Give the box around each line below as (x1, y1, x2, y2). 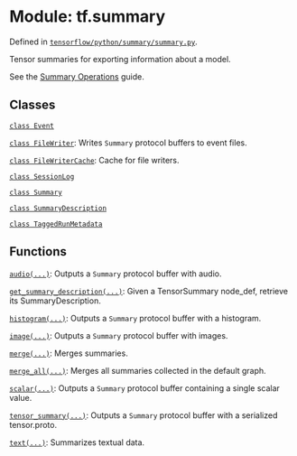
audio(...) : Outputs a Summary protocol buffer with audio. (9, 268, 222, 279)
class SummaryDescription (9, 203, 107, 213)
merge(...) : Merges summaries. (9, 348, 128, 358)
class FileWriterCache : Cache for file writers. (9, 154, 180, 165)
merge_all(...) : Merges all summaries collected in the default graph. (9, 365, 266, 376)
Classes (9, 98, 56, 113)
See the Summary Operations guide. (9, 70, 144, 82)
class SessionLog (9, 172, 75, 181)
